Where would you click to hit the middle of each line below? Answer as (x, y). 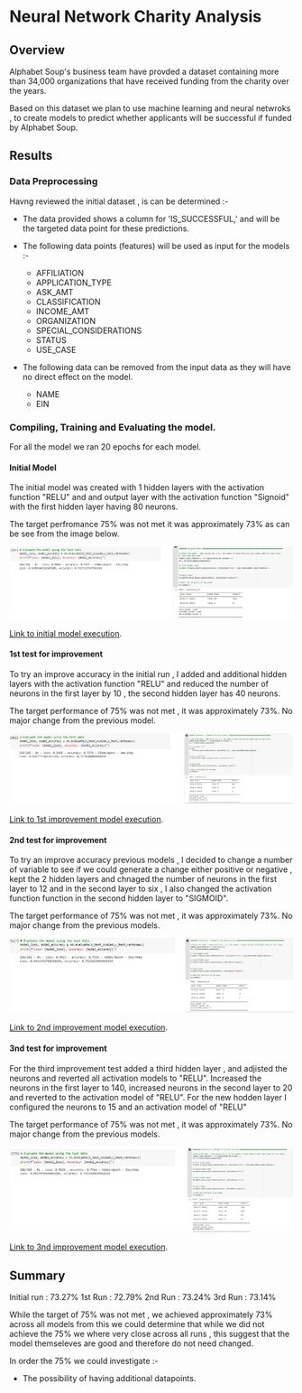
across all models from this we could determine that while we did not (137, 1324)
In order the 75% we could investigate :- (84, 1361)
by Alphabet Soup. (44, 127)
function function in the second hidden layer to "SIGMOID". (119, 898)
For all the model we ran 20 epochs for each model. (105, 446)
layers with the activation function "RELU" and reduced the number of (139, 683)
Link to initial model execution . (66, 633)
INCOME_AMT (63, 311)
